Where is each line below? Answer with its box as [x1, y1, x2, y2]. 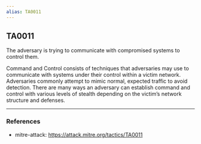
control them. [6, 53, 39, 61]
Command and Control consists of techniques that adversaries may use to [6, 65, 190, 72]
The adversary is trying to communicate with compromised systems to [6, 47, 181, 54]
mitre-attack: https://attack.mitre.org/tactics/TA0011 [14, 131, 143, 138]
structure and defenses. [6, 97, 66, 104]
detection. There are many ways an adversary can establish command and [6, 84, 190, 91]
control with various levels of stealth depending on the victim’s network [6, 91, 182, 98]
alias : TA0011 [6, 8, 42, 15]
